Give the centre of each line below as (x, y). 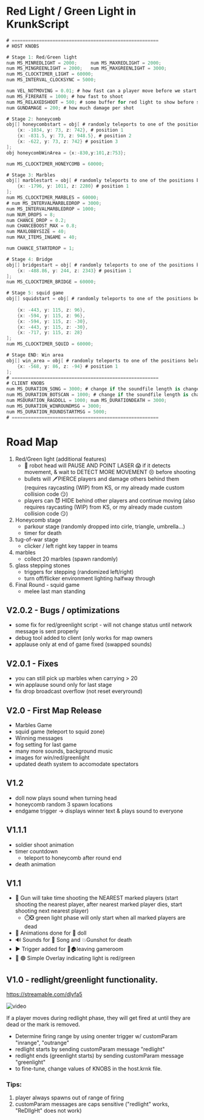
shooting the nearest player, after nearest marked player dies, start (98, 905)
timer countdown (36, 851)
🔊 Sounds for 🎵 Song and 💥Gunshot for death (73, 940)
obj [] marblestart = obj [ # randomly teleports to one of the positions (100, 181)
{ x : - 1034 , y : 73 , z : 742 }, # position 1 (70, 130)
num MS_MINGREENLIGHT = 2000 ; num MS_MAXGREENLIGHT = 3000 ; (87, 68)
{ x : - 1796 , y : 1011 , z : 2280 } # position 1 (73, 186)
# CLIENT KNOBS (25, 383)
